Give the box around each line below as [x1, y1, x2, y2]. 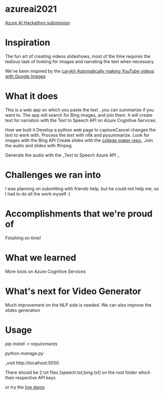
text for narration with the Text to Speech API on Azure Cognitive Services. [5, 117, 157, 123]
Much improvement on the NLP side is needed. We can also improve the [5, 302, 152, 308]
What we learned [5, 252, 76, 263]
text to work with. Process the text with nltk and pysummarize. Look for [5, 132, 150, 138]
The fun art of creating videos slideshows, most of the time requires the [5, 53, 151, 59]
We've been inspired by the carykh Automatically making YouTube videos [5, 68, 154, 74]
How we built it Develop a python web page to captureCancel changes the [5, 127, 156, 132]
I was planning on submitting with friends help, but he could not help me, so [5, 186, 159, 192]
